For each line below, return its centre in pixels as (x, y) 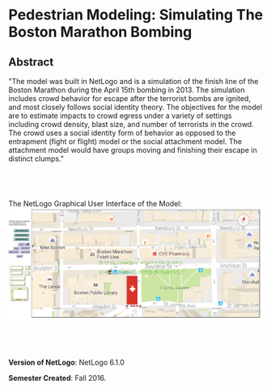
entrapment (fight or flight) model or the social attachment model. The (125, 142)
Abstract (31, 62)
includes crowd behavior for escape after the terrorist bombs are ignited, (129, 98)
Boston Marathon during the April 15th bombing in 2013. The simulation (127, 90)
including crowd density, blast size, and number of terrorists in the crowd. (131, 124)
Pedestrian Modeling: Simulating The (136, 15)
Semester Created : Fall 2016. (57, 378)
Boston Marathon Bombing (100, 32)
